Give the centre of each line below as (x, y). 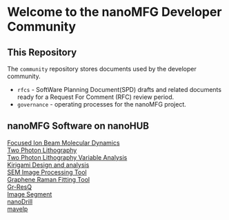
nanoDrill (20, 201)
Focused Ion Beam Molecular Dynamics (63, 143)
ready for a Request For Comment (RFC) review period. (96, 97)
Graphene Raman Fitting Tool (49, 179)
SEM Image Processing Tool (47, 172)
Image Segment (30, 194)
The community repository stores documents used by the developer (102, 69)
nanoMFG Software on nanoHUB (78, 126)
